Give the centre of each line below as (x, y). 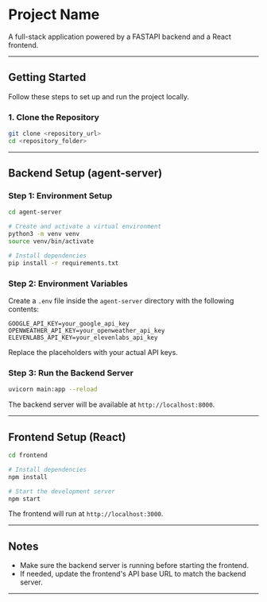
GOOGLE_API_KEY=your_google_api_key (69, 324)
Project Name (54, 15)
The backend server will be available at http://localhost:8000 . (112, 405)
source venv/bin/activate (51, 241)
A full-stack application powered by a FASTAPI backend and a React (120, 37)
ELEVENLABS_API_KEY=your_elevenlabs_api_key (83, 338)
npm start (25, 499)
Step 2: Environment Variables (68, 284)
